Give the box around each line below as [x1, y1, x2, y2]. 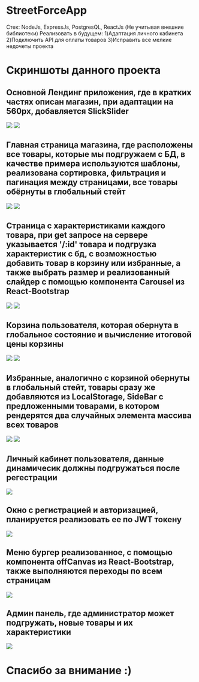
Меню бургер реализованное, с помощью [6, 547, 173, 557]
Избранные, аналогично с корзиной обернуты [6, 372, 190, 383]
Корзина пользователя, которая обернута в [6, 320, 179, 330]
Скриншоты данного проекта [6, 63, 161, 77]
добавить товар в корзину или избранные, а [6, 258, 181, 268]
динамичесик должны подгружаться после [6, 463, 180, 473]
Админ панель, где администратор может [6, 608, 174, 619]
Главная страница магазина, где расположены [6, 140, 193, 150]
